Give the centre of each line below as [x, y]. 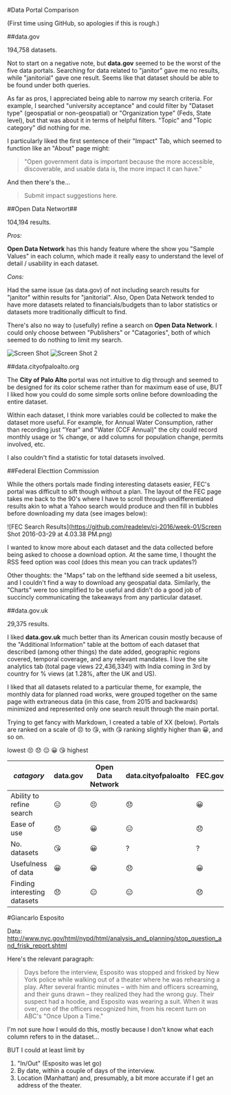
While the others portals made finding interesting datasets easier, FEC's [109, 484]
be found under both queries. [49, 85]
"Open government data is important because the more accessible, [119, 162]
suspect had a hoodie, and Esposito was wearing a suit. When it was [121, 1002]
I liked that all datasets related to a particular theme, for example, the [104, 687]
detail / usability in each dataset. [53, 263]
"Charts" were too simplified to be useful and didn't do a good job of [104, 590]
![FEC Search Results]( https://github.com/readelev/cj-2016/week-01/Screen [114, 527]
